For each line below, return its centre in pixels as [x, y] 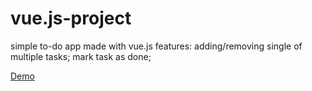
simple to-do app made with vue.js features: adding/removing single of [156, 46]
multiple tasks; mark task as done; [81, 56]
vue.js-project [71, 18]
